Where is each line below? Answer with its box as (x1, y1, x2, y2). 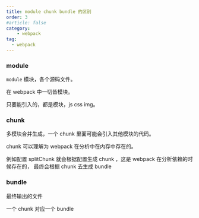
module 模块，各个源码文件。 (6, 75, 76, 83)
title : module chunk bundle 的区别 (6, 8, 91, 15)
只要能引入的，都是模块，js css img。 (6, 101, 99, 108)
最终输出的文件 (6, 192, 43, 200)
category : (6, 25, 31, 31)
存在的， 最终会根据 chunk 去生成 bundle (11, 163, 112, 170)
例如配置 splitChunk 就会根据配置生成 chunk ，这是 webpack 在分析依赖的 (6, 156, 188, 163)
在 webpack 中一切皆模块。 (6, 89, 74, 96)
